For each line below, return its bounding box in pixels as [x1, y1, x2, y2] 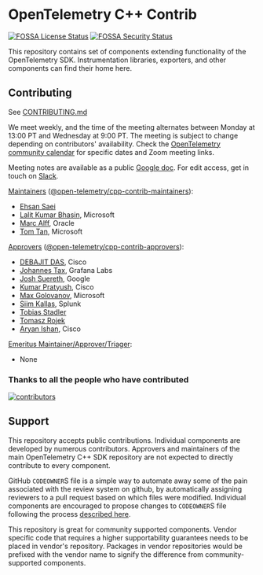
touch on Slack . [8, 171, 59, 180]
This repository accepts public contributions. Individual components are [8, 435, 241, 445]
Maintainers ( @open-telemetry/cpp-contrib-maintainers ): [8, 186, 194, 196]
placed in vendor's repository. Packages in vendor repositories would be [8, 541, 243, 551]
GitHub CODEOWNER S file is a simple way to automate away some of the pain [8, 476, 248, 485]
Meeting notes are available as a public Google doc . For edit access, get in [8, 163, 250, 172]
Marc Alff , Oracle [19, 218, 75, 227]
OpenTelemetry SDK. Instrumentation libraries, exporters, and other [8, 55, 226, 65]
